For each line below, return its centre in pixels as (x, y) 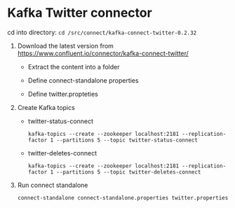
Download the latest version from (66, 46)
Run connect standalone (53, 185)
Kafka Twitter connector (80, 13)
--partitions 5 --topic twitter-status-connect (127, 140)
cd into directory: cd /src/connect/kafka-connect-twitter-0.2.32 (102, 32)
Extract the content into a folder (74, 67)
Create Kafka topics (46, 107)
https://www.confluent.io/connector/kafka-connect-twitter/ (103, 53)
